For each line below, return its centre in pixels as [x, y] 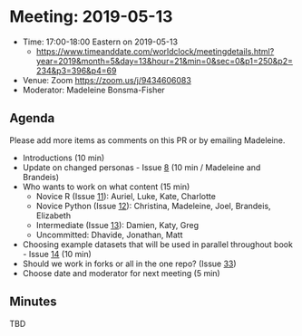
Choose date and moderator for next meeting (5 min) [121, 273]
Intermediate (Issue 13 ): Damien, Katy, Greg [117, 225]
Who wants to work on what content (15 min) [106, 187]
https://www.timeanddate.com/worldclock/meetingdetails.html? [155, 51]
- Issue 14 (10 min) [57, 254]
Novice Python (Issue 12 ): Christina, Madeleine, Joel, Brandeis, [153, 206]
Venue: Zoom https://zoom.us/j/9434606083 [107, 80]
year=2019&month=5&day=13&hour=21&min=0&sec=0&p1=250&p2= [164, 61]
